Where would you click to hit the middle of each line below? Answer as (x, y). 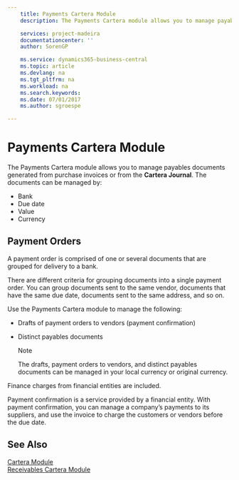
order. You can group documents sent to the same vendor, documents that (117, 287)
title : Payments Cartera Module (68, 14)
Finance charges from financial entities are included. (84, 385)
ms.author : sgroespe (51, 106)
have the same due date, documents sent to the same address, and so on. (116, 295)
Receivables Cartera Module (49, 469)
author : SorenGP (44, 47)
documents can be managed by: (55, 183)
